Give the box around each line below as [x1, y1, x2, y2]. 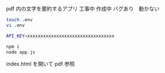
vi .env [6, 22, 25, 28]
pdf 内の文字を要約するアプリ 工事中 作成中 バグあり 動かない [6, 5, 160, 12]
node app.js [6, 49, 35, 55]
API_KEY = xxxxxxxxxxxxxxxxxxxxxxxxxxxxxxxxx [6, 33, 115, 39]
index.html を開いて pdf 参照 [6, 61, 75, 68]
